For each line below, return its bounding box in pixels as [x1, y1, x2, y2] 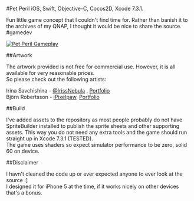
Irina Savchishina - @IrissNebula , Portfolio [6, 87, 110, 94]
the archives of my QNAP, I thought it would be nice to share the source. [6, 23, 182, 29]
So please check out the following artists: [6, 76, 107, 83]
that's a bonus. [6, 189, 42, 196]
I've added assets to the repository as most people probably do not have [6, 116, 183, 123]
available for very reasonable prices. [6, 70, 95, 76]
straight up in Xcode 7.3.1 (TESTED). [6, 135, 93, 142]
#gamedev [6, 29, 32, 36]
